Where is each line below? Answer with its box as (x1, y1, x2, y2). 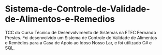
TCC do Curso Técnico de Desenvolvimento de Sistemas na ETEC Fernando (5, 29, 156, 35)
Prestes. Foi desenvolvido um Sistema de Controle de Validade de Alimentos (5, 35, 157, 41)
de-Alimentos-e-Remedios (5, 14, 115, 25)
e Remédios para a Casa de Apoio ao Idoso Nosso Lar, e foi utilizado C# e (5, 40, 152, 45)
